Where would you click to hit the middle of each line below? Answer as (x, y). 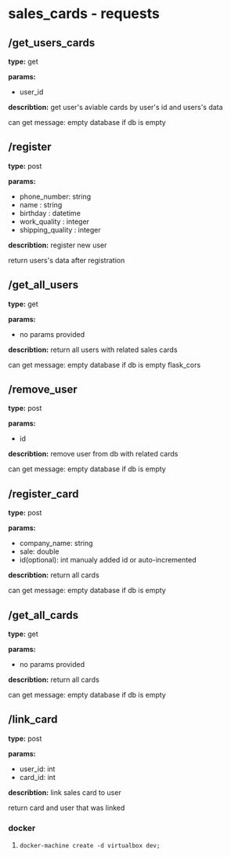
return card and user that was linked (67, 808)
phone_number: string (55, 196)
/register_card (43, 494)
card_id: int (38, 777)
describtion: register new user (58, 245)
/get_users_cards (52, 43)
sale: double (39, 551)
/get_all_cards (43, 615)
